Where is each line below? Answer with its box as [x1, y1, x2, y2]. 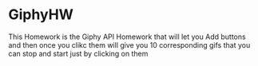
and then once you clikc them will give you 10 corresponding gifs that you [8, 40, 251, 49]
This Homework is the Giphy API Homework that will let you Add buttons [8, 32, 246, 41]
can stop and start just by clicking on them [8, 49, 149, 58]
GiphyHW [8, 6, 74, 24]
